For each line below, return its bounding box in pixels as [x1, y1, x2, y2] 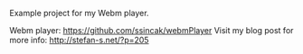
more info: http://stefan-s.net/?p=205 [9, 35, 149, 45]
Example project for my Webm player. [9, 8, 149, 18]
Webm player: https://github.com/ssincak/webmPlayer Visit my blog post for [9, 25, 294, 35]
